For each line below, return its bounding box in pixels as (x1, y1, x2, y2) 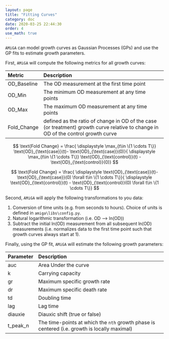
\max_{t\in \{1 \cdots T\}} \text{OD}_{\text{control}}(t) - (28, 154, 141, 159)
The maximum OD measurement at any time (43, 103, 147, 110)
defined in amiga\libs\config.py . (12, 210, 81, 216)
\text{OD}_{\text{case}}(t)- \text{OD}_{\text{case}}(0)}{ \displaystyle (13, 148, 156, 154)
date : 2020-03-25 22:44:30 (5, 21, 62, 27)
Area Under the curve (38, 262, 90, 268)
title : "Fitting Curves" (5, 12, 57, 17)
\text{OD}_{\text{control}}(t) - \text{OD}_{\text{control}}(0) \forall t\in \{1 (10, 180, 159, 186)
